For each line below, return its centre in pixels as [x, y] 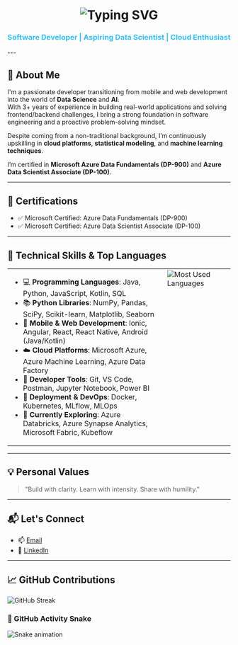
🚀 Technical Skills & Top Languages [87, 255]
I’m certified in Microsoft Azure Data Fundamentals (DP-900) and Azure [114, 165]
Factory [36, 370]
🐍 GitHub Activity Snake [50, 619]
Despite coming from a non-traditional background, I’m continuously [107, 136]
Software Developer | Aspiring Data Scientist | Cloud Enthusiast [119, 38]
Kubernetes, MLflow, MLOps [70, 406]
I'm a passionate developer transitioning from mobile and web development [118, 92]
